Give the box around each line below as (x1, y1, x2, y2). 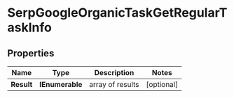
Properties (7, 47, 55, 59)
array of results (89, 80, 139, 89)
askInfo (7, 19, 53, 35)
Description (94, 68, 135, 77)
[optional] (146, 80, 179, 89)
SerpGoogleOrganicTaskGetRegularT (7, 5, 228, 21)
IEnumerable (39, 80, 83, 89)
